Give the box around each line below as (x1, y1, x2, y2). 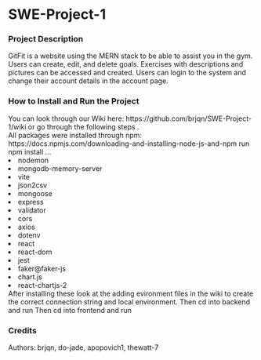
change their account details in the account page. (8, 76, 169, 85)
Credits (8, 325, 37, 336)
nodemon (18, 155, 49, 165)
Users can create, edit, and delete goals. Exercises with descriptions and (8, 60, 244, 69)
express (18, 197, 45, 206)
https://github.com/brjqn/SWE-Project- (125, 114, 252, 123)
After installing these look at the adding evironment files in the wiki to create (8, 289, 254, 298)
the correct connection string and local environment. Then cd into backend (8, 296, 251, 307)
